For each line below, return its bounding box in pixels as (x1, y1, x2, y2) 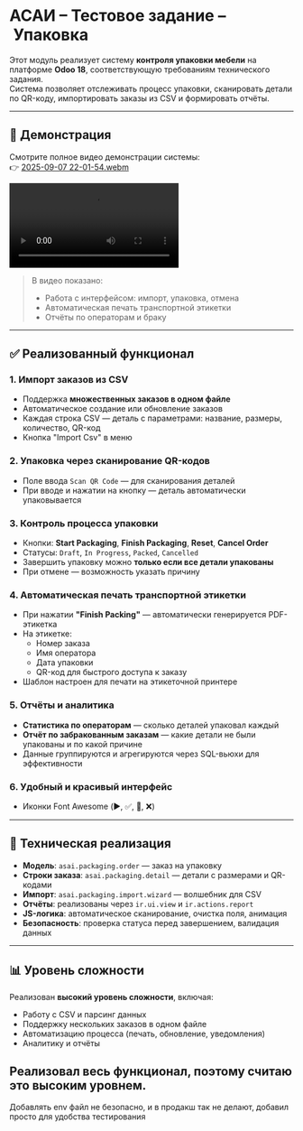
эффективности (22, 757, 83, 768)
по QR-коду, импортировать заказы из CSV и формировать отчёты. (9, 92, 271, 104)
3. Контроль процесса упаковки (9, 516, 159, 529)
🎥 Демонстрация (9, 127, 112, 143)
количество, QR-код (22, 422, 101, 433)
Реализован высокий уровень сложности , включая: (9, 991, 214, 1002)
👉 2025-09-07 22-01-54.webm (9, 162, 129, 172)
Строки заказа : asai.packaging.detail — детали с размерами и (22, 869, 269, 880)
